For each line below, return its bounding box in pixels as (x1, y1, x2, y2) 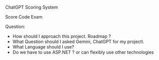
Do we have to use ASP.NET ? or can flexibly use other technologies (12, 49, 154, 55)
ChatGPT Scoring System (5, 4, 58, 10)
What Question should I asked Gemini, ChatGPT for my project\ (12, 38, 144, 44)
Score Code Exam (5, 14, 43, 19)
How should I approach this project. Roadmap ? (12, 33, 111, 39)
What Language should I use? (12, 44, 74, 49)
